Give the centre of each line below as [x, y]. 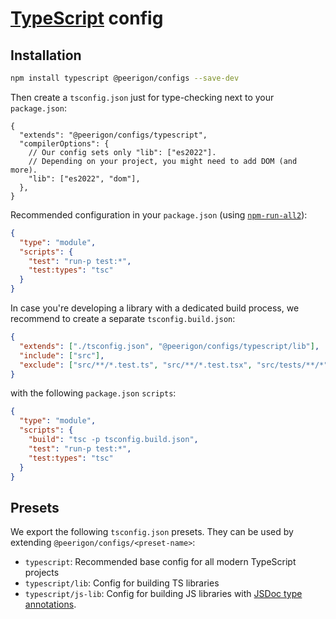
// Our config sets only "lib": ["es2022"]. [122, 152]
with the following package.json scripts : [93, 393]
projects [42, 573]
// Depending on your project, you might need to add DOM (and [163, 161]
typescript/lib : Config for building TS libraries [122, 583]
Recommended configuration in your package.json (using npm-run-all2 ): [159, 214]
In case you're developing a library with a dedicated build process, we [155, 308]
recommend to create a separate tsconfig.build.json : [123, 318]
